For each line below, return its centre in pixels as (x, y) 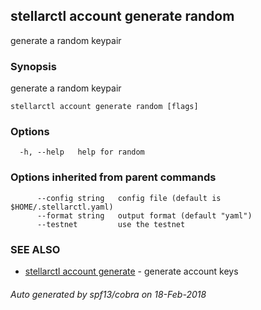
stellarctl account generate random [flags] (104, 107)
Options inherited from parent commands (113, 177)
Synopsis (33, 66)
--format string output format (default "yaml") (144, 215)
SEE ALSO (35, 249)
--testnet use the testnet (111, 224)
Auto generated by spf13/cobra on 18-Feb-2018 (108, 294)
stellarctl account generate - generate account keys (131, 271)
